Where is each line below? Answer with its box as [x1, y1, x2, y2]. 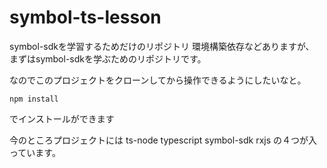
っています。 [9, 146, 61, 158]
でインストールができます [9, 112, 115, 125]
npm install [9, 94, 59, 104]
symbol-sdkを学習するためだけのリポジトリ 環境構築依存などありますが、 [9, 40, 315, 52]
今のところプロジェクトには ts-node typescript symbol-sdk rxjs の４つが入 [9, 134, 318, 146]
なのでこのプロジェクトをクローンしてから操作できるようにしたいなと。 [9, 74, 307, 86]
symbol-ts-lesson [9, 6, 162, 29]
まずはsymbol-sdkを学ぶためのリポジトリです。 [9, 52, 207, 65]
